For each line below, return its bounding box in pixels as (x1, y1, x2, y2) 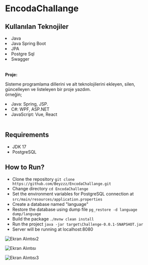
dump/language (12, 211, 41, 217)
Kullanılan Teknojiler (5, 22, 69, 31)
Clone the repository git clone (12, 176, 75, 182)
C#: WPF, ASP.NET (11, 106, 50, 112)
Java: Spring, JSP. (11, 101, 48, 107)
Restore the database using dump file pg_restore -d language (12, 206, 138, 212)
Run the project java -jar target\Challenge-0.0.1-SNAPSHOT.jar (12, 221, 144, 227)
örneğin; (5, 91, 22, 97)
